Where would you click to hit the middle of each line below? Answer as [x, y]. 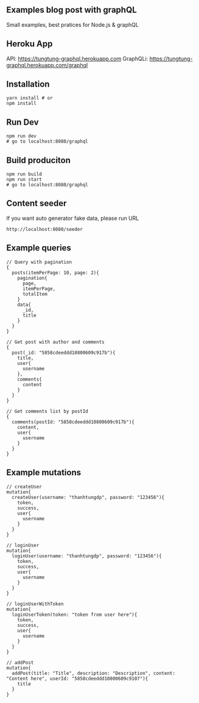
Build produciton [39, 160]
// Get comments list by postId [47, 411]
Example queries [39, 248]
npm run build [24, 174]
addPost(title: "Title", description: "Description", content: [93, 673]
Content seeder [37, 203]
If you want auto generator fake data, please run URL [73, 218]
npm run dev [21, 136]
